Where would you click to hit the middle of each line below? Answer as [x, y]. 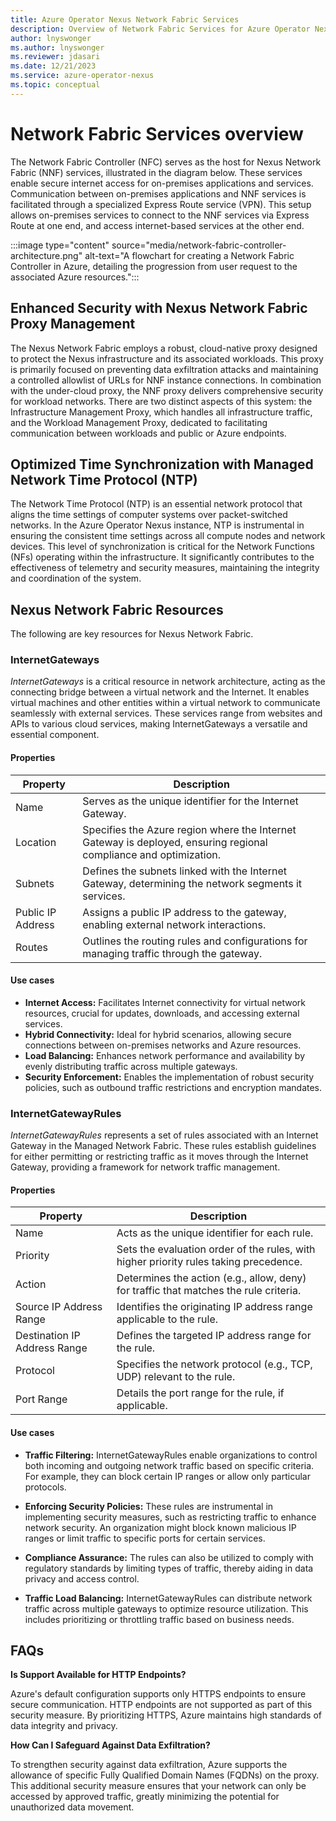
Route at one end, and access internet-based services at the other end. [157, 225]
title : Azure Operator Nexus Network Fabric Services [125, 19]
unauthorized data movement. [72, 1807]
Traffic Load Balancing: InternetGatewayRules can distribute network [168, 1598]
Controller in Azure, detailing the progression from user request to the [154, 266]
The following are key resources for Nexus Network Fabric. [132, 634]
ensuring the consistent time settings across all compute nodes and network [168, 536]
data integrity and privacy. [64, 1726]
